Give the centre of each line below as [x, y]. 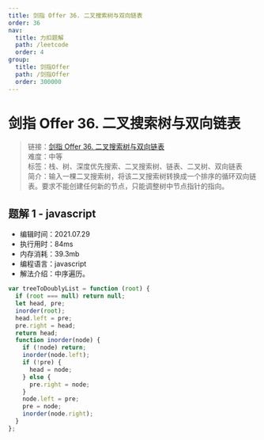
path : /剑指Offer [43, 74]
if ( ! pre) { [42, 362]
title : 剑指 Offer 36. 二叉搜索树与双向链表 [75, 15]
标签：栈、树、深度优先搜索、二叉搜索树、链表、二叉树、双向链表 [135, 166]
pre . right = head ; [46, 325]
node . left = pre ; [51, 399]
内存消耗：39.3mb [49, 254]
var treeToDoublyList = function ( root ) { [79, 289]
